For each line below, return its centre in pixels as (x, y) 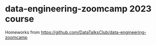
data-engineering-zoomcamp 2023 (78, 9)
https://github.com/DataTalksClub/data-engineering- (94, 32)
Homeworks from (22, 32)
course (19, 19)
